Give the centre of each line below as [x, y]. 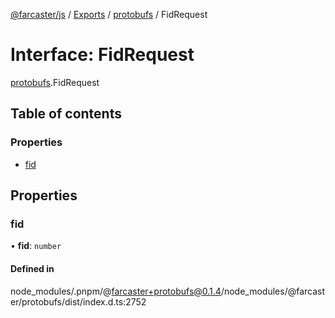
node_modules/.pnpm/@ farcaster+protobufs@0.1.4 [116, 291]
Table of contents [66, 114]
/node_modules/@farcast [273, 291]
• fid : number [36, 246]
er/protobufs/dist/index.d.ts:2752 [78, 301]
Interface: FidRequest [102, 55]
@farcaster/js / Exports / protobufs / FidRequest [109, 14]
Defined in [32, 268]
